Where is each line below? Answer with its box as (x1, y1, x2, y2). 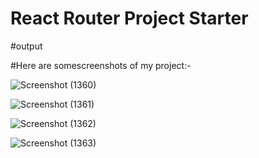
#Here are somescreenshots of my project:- (10, 59, 192, 71)
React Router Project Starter (10, 7, 249, 30)
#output (10, 40, 43, 52)
